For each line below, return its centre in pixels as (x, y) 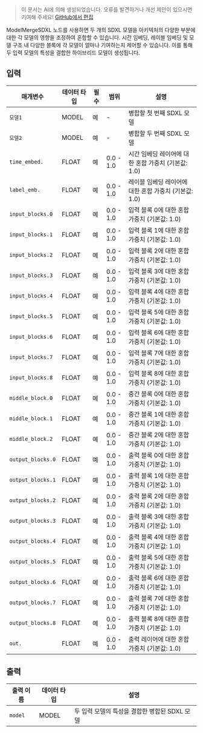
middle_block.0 (31, 398)
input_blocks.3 (31, 275)
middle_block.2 (31, 439)
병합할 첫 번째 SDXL (156, 113)
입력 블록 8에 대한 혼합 (159, 373)
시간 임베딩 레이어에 (155, 154)
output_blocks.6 (33, 582)
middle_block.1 (31, 418)
